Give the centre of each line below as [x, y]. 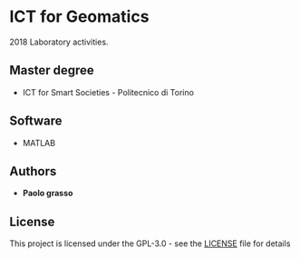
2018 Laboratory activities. [59, 42]
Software [36, 121]
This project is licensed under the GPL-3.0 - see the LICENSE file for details [150, 243]
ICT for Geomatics [79, 17]
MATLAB [39, 143]
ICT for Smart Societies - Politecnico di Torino [108, 92]
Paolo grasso [48, 193]
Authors [33, 171]
